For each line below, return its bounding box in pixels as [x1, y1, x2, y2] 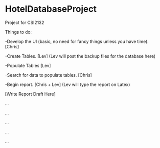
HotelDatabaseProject [5, 3, 97, 15]
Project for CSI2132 [5, 20, 45, 25]
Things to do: [5, 29, 32, 35]
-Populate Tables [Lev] [5, 63, 51, 68]
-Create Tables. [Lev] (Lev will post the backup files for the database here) [5, 53, 156, 59]
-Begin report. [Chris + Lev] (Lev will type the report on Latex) [5, 82, 131, 87]
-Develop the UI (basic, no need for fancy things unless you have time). [5, 38, 149, 44]
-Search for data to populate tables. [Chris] [5, 72, 92, 78]
